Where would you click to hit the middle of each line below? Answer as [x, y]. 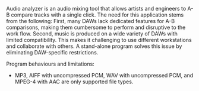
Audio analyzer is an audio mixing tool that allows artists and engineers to [96, 9]
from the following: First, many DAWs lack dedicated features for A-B [91, 21]
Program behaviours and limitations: [50, 64]
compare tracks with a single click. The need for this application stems [97, 15]
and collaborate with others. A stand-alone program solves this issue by [94, 46]
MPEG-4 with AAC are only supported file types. [74, 82]
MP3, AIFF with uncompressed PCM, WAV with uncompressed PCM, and [104, 75]
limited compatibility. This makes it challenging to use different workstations [99, 40]
